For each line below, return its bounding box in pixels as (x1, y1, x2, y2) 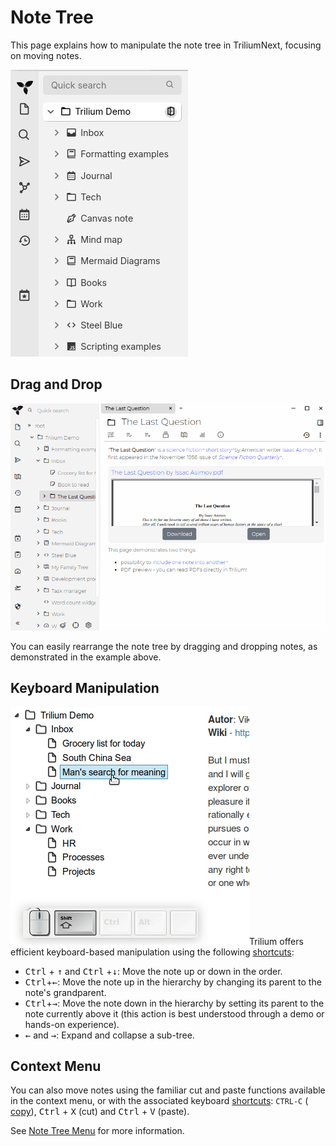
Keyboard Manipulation (10, 680, 160, 697)
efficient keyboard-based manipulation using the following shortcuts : (10, 946, 295, 958)
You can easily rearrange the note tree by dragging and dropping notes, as (10, 640, 318, 652)
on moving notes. (10, 49, 82, 61)
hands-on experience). (24, 1018, 120, 1030)
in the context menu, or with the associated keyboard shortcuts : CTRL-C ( (10, 1095, 309, 1107)
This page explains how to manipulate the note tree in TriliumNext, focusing (10, 39, 322, 51)
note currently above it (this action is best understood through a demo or (24, 1007, 325, 1020)
